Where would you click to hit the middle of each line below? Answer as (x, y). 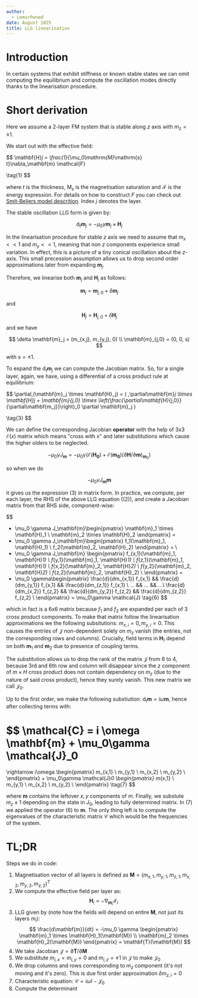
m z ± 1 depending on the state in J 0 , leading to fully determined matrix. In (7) (99, 803)
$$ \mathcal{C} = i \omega (73, 731)
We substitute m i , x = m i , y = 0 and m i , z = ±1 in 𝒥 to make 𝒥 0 (87, 959)
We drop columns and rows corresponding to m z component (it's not (98, 966)
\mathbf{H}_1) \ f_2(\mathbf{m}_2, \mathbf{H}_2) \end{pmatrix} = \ (96, 547)
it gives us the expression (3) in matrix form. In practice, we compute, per (95, 493)
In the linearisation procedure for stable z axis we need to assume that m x (96, 238)
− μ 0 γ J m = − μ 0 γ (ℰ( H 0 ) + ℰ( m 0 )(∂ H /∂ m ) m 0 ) (99, 456)
